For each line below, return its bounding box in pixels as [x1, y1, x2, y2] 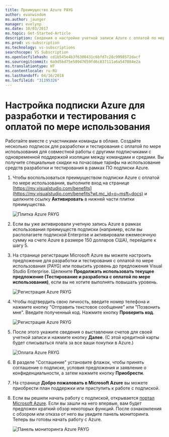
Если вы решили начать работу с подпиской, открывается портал [12, 395, 155, 401]
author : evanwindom [5, 12, 46, 17]
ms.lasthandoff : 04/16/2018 [5, 73, 64, 78]
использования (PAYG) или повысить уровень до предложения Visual [12, 263, 162, 269]
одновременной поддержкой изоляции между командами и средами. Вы [5, 154, 164, 160]
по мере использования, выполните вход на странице [12, 180, 130, 186]
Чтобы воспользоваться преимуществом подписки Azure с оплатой [12, 174, 160, 180]
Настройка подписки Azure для [5, 100, 145, 111]
